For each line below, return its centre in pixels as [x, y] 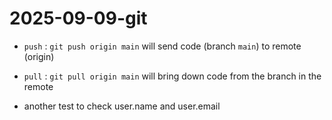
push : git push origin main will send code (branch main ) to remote [162, 46]
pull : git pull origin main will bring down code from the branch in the [172, 76]
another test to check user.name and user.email [122, 106]
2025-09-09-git [78, 18]
